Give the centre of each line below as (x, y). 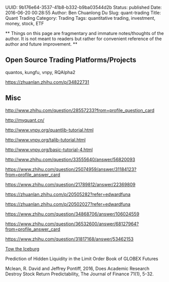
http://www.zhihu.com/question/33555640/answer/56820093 (70, 159)
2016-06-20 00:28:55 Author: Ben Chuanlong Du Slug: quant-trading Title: (83, 13)
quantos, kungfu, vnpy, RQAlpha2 (40, 72)
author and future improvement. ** (41, 44)
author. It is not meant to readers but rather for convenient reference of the (83, 39)
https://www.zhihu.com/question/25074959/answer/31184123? (71, 169)
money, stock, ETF (25, 23)
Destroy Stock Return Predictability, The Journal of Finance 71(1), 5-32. (79, 274)
